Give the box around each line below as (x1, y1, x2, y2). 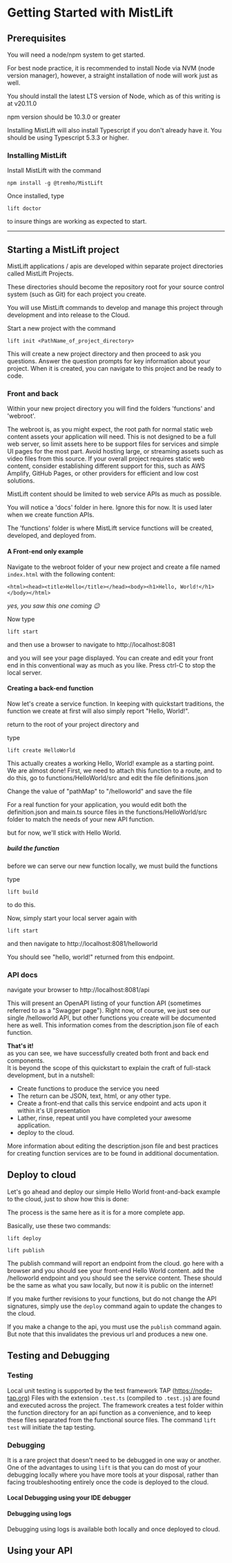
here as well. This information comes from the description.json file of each (7, 1021, 219, 1029)
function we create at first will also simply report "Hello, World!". (7, 706, 190, 715)
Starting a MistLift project (7, 244, 119, 255)
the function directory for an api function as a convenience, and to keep (7, 1408, 212, 1417)
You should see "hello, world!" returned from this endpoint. (7, 953, 175, 961)
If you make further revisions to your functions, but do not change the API (7, 1294, 217, 1303)
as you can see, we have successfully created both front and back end (7, 1049, 209, 1058)
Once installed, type (7, 192, 64, 200)
